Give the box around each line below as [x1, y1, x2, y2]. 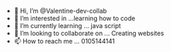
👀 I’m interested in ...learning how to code [13, 14, 136, 22]
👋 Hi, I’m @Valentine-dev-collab [13, 7, 107, 15]
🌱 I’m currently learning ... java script [13, 22, 122, 30]
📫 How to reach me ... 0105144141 [13, 37, 115, 45]
